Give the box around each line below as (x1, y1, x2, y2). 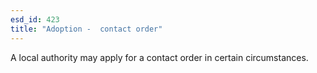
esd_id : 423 (10, 14, 60, 25)
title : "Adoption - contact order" (10, 24, 163, 34)
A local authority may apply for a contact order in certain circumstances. (10, 51, 309, 63)
